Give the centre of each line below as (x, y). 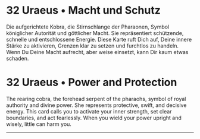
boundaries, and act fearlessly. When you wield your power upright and (94, 118)
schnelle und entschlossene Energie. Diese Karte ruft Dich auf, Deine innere (99, 39)
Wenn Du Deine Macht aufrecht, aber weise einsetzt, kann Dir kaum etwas (97, 52)
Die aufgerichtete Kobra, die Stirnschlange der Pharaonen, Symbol (88, 27)
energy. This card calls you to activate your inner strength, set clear (89, 111)
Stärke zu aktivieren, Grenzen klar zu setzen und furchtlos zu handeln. (93, 46)
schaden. (18, 58)
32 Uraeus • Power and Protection (92, 82)
